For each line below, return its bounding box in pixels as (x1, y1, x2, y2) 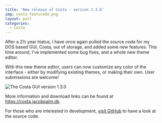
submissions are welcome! (5, 74, 59, 80)
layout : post (5, 16, 32, 21)
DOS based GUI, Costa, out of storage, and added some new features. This (5, 44, 157, 50)
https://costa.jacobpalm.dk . (5, 98, 61, 104)
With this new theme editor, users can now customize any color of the (5, 64, 146, 70)
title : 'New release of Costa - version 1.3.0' (5, 7, 105, 12)
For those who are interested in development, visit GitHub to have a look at (5, 108, 156, 114)
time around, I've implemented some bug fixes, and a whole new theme (5, 49, 150, 55)
